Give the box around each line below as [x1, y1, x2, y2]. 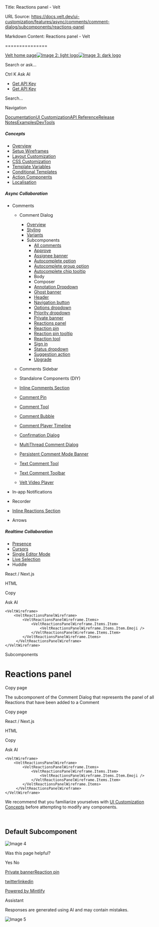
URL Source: [5, 14, 31, 19]
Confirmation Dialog [19, 432, 60, 438]
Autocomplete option [34, 258, 76, 264]
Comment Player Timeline [19, 422, 71, 429]
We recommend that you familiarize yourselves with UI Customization [5, 799, 144, 804]
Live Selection [12, 556, 41, 562]
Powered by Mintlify [5, 888, 45, 894]
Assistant [5, 897, 24, 903]
